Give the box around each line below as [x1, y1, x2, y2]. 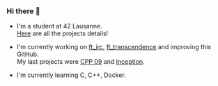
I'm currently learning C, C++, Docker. [16, 71, 126, 79]
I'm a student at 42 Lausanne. [16, 22, 102, 31]
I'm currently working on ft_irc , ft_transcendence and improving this [16, 43, 212, 51]
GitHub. [16, 50, 39, 58]
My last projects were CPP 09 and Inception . [16, 58, 145, 66]
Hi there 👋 [6, 6, 41, 16]
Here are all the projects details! [16, 29, 109, 37]
